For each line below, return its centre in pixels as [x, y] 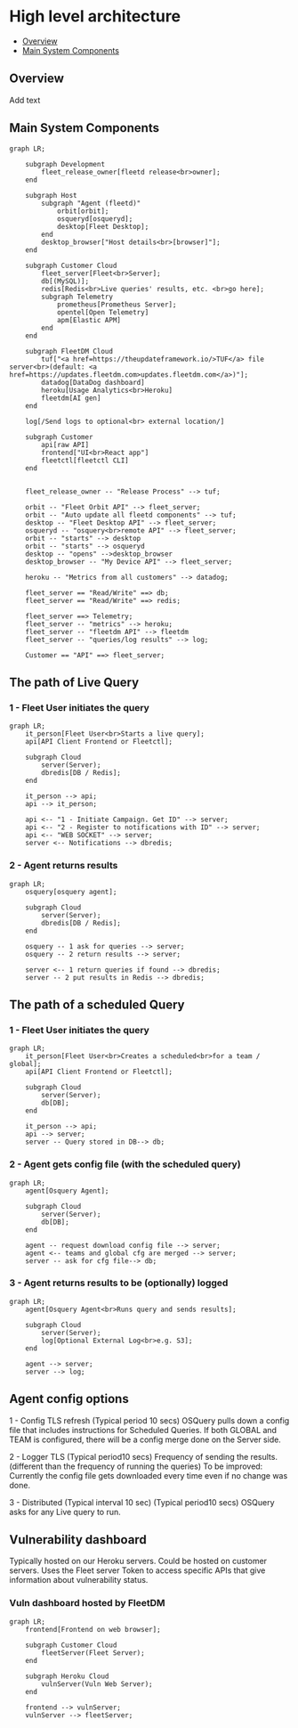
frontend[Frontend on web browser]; [93, 1629]
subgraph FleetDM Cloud [69, 351]
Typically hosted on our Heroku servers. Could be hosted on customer [138, 1561]
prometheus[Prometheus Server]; [117, 305]
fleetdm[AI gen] [71, 398]
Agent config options [69, 1399]
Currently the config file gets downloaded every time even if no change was [149, 1475]
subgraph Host [51, 195]
